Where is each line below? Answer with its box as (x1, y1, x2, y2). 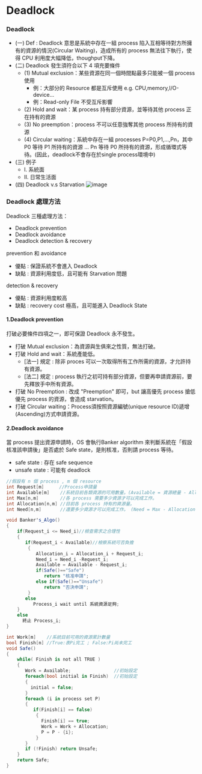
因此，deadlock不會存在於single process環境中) (36, 151, 156, 158)
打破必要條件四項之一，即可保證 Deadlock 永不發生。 (6, 330, 138, 337)
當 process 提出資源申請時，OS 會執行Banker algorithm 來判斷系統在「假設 (6, 439, 192, 446)
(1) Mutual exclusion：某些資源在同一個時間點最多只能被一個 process (23, 70, 195, 77)
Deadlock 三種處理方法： (6, 212, 69, 219)
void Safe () (6, 645, 36, 651)
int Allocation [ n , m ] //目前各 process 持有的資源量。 (6, 501, 135, 507)
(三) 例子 (14, 159, 37, 166)
